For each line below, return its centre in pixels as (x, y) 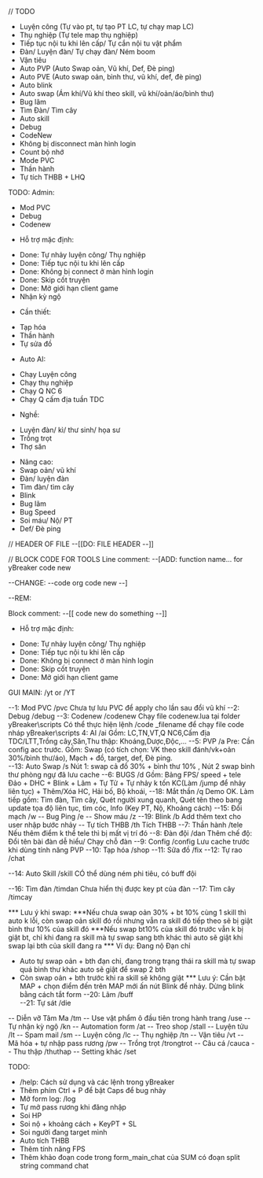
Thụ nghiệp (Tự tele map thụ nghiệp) (79, 35)
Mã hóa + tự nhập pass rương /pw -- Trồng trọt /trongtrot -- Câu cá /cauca (129, 1043)
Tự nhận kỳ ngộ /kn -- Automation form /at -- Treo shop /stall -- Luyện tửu (128, 1027)
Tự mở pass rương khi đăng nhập (73, 1107)
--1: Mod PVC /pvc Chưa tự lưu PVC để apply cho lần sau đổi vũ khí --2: (124, 708)
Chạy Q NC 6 (41, 391)
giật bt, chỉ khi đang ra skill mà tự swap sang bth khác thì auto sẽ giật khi (126, 937)
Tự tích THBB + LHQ (52, 177)
